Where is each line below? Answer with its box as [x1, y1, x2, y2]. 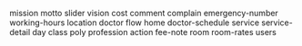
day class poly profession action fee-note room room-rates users [31, 27, 277, 37]
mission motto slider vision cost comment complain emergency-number [9, 8, 279, 18]
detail [9, 27, 31, 37]
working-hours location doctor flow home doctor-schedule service [9, 17, 260, 28]
